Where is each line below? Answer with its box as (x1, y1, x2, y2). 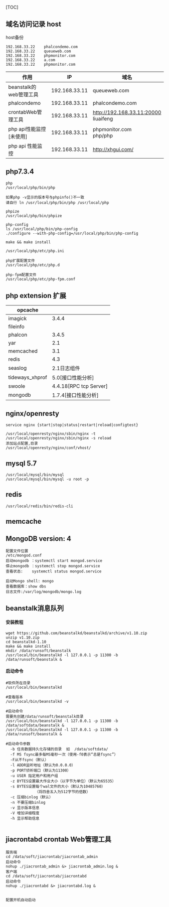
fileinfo (8, 323, 25, 330)
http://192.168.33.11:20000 (92, 109, 161, 116)
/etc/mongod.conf (6, 553, 42, 558)
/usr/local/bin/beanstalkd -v (6, 699, 69, 704)
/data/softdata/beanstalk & (6, 722, 65, 728)
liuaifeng (92, 115, 113, 122)
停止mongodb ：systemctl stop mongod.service (6, 564, 100, 569)
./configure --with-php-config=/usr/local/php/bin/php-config (6, 231, 138, 236)
